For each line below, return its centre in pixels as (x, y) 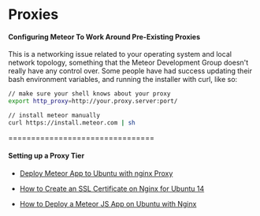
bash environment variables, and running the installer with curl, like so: (123, 80)
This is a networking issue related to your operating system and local (120, 54)
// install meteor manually (54, 116)
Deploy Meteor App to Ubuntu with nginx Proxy (96, 173)
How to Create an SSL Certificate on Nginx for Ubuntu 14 (112, 189)
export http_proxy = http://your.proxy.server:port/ (93, 101)
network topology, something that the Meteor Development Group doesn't (128, 63)
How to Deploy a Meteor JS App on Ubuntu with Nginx (108, 204)
